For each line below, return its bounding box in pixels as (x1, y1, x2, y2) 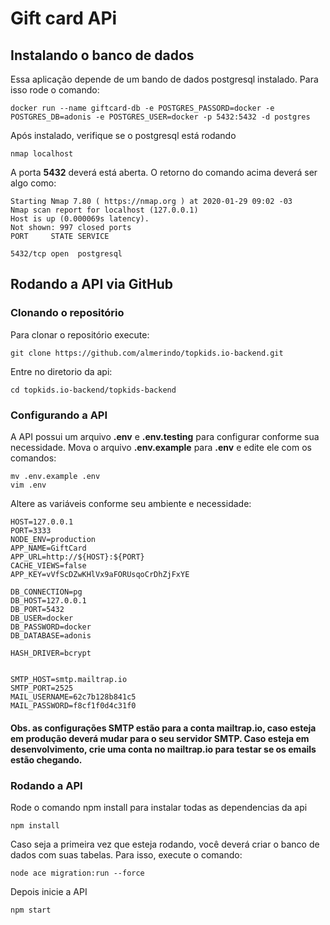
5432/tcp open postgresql (10, 249, 123, 259)
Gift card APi (10, 7, 118, 30)
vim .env (10, 480, 47, 490)
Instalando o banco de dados (10, 47, 195, 64)
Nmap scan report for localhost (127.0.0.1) (10, 205, 199, 215)
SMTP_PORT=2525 (10, 683, 74, 693)
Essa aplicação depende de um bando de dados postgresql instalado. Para (10, 73, 319, 85)
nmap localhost (10, 149, 74, 159)
